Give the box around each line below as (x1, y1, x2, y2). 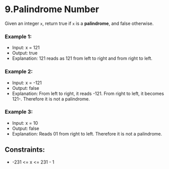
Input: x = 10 (12, 120, 38, 126)
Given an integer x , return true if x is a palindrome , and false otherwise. (5, 20, 154, 26)
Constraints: (5, 146, 45, 154)
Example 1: (5, 33, 32, 40)
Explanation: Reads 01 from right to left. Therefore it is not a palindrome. (12, 130, 162, 137)
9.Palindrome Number (5, 4, 99, 15)
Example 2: (5, 68, 33, 75)
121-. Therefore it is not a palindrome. (12, 95, 90, 102)
